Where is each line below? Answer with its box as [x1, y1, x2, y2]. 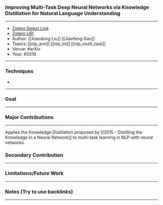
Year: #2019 [12, 51, 36, 57]
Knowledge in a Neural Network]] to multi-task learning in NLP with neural [5, 135, 153, 141]
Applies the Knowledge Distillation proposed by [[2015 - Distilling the [5, 129, 143, 135]
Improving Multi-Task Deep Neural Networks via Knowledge [5, 4, 149, 11]
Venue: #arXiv [12, 46, 41, 52]
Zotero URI [12, 31, 34, 36]
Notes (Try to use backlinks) [5, 188, 73, 195]
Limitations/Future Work [5, 170, 64, 177]
